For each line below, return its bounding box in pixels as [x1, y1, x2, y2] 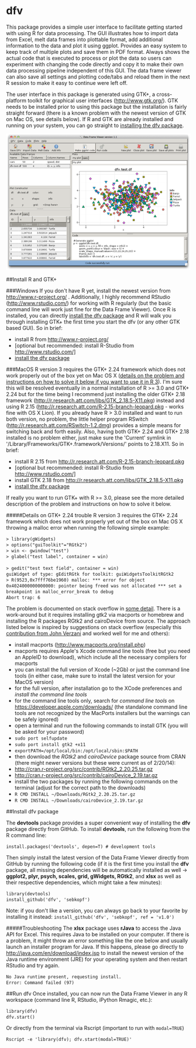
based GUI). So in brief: [6, 325, 63, 332]
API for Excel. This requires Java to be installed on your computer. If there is [6, 931, 190, 938]
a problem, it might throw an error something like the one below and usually [6, 937, 188, 944]
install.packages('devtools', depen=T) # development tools [6, 844, 156, 850]
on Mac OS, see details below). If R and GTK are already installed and [6, 115, 174, 122]
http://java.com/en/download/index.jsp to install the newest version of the [6, 950, 184, 957]
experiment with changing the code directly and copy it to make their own [6, 60, 184, 68]
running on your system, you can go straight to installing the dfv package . [6, 122, 184, 129]
